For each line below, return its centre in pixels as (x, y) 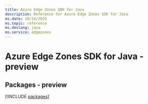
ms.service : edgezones (28, 32)
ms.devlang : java (23, 28)
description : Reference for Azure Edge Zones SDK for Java (67, 14)
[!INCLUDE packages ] (27, 96)
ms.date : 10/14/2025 (26, 19)
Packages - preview (36, 85)
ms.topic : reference (26, 23)
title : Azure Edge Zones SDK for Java (45, 10)
